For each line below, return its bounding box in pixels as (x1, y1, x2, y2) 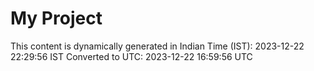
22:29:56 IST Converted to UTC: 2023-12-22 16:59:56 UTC (10, 50, 253, 62)
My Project (10, 7, 103, 30)
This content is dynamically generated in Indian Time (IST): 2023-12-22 (10, 40, 305, 52)
